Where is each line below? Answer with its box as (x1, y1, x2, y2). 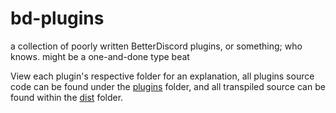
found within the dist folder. (10, 91, 124, 103)
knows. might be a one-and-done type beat (10, 50, 190, 62)
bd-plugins (10, 7, 105, 30)
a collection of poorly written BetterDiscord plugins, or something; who (10, 40, 303, 52)
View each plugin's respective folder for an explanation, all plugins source (10, 70, 315, 82)
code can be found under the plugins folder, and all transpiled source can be (10, 80, 326, 92)
